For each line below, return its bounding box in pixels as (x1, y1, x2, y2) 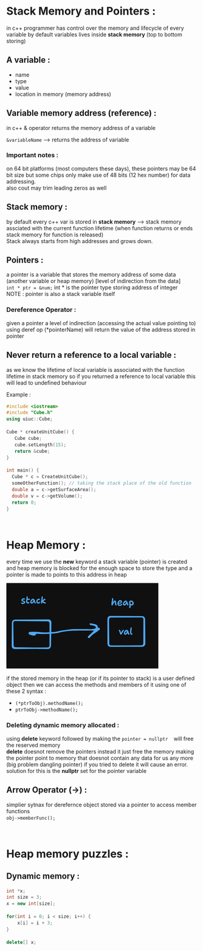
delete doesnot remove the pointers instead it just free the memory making (6, 747, 194, 755)
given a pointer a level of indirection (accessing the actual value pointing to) (6, 319, 196, 326)
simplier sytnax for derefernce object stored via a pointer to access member (6, 801, 198, 808)
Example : (6, 391, 32, 398)
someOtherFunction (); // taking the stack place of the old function (12, 480, 191, 487)
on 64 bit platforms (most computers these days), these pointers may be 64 (6, 165, 196, 172)
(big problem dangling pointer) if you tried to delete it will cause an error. (6, 761, 188, 768)
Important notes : (6, 151, 59, 159)
